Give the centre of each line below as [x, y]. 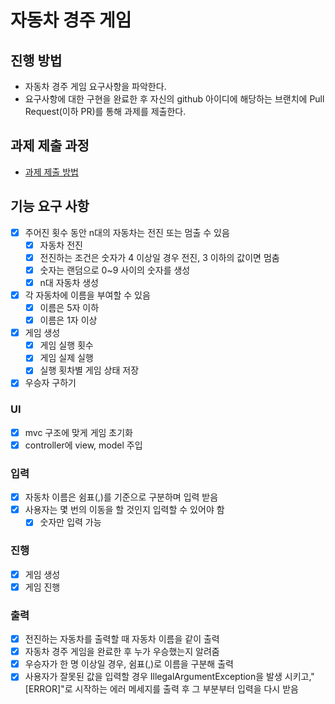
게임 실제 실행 [66, 358]
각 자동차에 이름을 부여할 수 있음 [87, 295]
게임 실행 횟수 [66, 345]
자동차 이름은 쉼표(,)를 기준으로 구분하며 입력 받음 [121, 497]
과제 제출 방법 [51, 172]
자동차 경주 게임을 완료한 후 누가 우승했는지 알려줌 [122, 652]
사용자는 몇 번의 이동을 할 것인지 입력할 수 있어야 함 [124, 510]
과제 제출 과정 [50, 146]
